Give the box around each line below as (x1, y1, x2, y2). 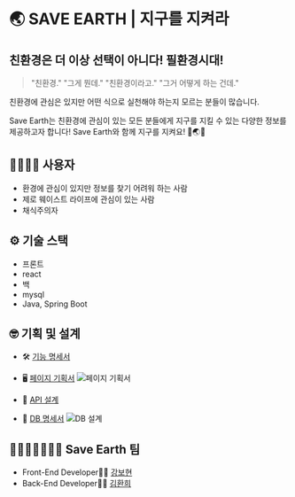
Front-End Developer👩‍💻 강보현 (21, 467, 133, 478)
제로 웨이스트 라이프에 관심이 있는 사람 (21, 193, 155, 205)
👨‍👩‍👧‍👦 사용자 (9, 158, 75, 173)
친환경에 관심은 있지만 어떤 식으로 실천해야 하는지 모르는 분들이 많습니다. (9, 97, 260, 107)
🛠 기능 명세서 (21, 352, 71, 362)
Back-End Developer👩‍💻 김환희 (21, 478, 131, 489)
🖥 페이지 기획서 (21, 373, 75, 384)
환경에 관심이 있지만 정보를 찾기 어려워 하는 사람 (21, 182, 188, 193)
